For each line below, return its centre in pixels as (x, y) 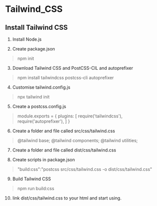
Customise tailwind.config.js (41, 87)
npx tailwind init (33, 97)
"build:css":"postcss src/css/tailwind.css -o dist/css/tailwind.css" (85, 169)
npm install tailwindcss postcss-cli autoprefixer (66, 77)
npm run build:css (36, 188)
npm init (26, 58)
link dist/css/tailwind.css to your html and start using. (67, 198)
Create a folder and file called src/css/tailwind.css (64, 131)
